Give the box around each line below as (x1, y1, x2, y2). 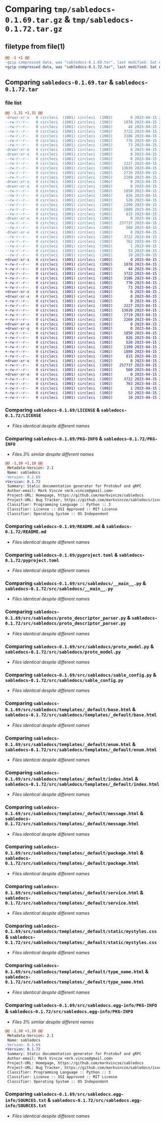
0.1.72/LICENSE (5, 413, 42, 418)
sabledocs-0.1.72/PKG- (103, 436, 158, 442)
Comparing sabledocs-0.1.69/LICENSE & (5, 407, 100, 413)
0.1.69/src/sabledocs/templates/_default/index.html (5, 776, 134, 782)
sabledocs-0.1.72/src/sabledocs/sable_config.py (5, 677, 124, 683)
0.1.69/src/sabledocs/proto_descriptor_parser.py (5, 615, 126, 621)
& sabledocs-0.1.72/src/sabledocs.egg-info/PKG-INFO (5, 1008, 134, 1014)
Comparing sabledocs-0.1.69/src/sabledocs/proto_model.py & (5, 643, 154, 650)
